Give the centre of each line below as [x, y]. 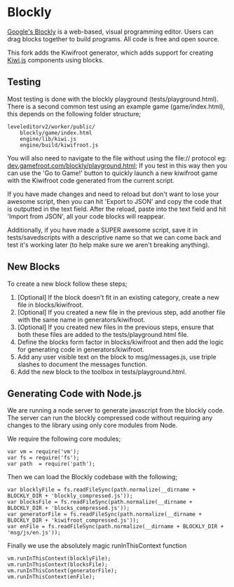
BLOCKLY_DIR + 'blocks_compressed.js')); [69, 509]
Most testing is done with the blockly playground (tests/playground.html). [113, 99]
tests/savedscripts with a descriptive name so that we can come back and [114, 237]
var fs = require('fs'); [43, 458]
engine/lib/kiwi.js [48, 139]
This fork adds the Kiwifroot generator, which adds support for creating [110, 53]
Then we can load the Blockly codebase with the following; [92, 477]
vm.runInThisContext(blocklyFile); [59, 559]
